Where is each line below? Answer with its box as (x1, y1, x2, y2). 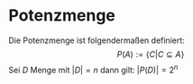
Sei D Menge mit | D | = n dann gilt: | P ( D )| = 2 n (8, 63, 179, 75)
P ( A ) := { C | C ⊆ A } (116, 48, 185, 59)
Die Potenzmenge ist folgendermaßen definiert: (8, 35, 186, 46)
